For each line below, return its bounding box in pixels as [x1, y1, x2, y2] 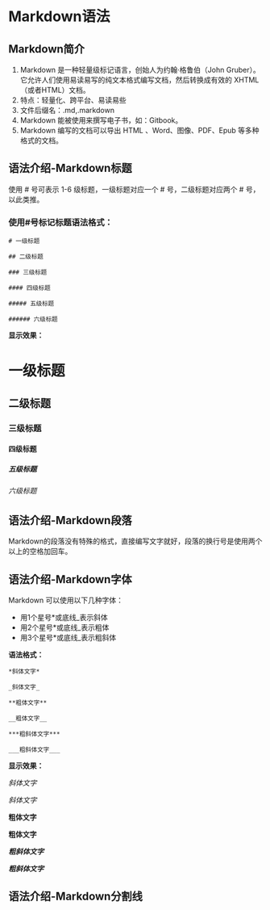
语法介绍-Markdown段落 [8, 514, 132, 527]
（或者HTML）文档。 [19, 86, 90, 94]
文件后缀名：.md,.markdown [19, 106, 115, 115]
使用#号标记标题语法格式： [8, 216, 113, 228]
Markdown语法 [8, 7, 110, 26]
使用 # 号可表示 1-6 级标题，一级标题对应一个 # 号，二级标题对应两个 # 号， [8, 184, 260, 194]
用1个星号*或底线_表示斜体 [19, 613, 108, 623]
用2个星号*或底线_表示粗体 [19, 623, 110, 632]
